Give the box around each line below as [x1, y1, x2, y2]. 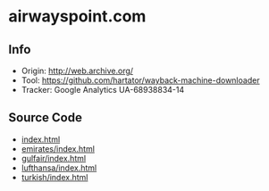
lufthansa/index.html [21, 162, 97, 173]
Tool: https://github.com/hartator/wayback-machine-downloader [21, 75, 260, 86]
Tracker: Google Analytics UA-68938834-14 [21, 85, 185, 95]
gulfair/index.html [21, 153, 87, 163]
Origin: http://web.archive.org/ [21, 65, 134, 76]
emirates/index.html [21, 143, 96, 154]
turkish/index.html [21, 171, 88, 182]
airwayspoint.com [8, 6, 147, 27]
